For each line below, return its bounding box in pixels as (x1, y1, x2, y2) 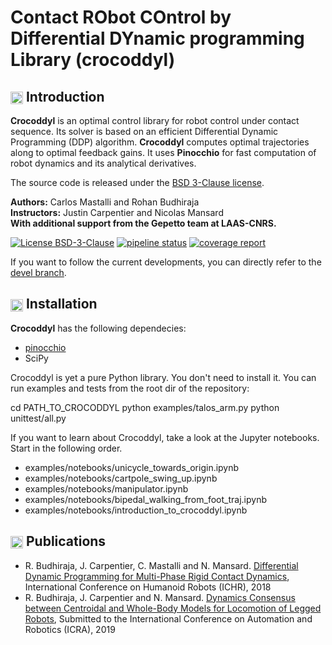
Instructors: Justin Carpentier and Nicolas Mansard (10, 207, 224, 218)
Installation (25, 296, 98, 313)
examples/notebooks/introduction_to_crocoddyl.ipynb (24, 504, 248, 516)
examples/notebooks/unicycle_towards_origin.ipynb (24, 461, 240, 473)
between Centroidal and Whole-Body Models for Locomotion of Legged (24, 602, 322, 614)
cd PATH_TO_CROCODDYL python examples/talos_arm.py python (10, 401, 280, 413)
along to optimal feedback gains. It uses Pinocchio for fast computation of (10, 147, 317, 158)
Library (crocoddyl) (10, 49, 176, 71)
